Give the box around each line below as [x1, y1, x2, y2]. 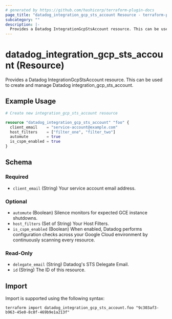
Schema [5, 158, 32, 167]
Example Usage [5, 97, 56, 106]
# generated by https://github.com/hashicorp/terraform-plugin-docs [5, 7, 155, 13]
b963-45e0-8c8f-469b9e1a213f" [5, 310, 70, 315]
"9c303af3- [136, 305, 159, 311]
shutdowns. [12, 215, 38, 221]
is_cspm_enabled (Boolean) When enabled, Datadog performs [12, 226, 142, 232]
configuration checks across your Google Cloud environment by [12, 231, 148, 237]
